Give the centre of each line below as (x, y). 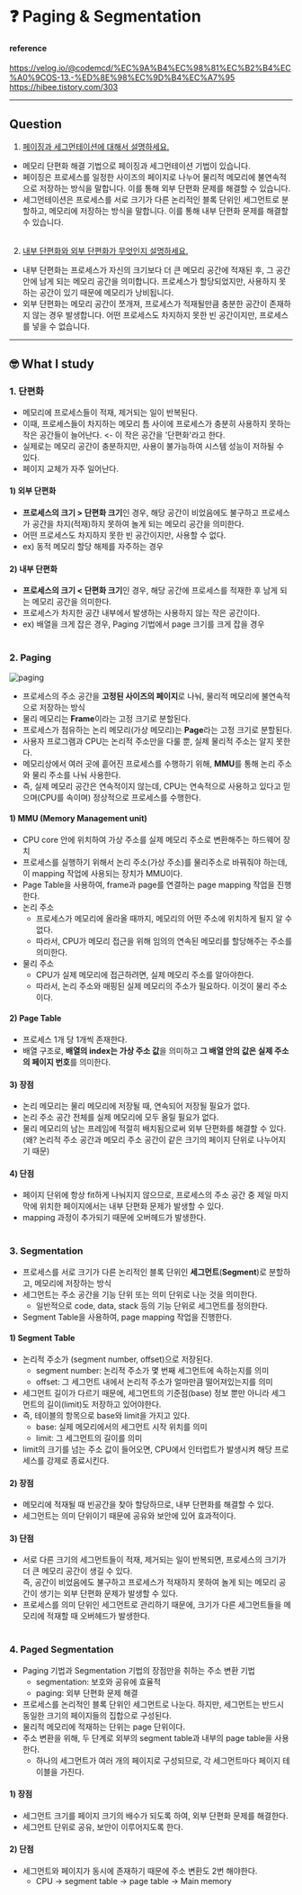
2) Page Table (36, 1019)
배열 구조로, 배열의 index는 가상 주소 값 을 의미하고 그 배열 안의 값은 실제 (147, 1051)
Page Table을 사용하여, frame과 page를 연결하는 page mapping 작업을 (149, 884)
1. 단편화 (27, 391)
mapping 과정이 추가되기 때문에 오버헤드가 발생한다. (114, 1218)
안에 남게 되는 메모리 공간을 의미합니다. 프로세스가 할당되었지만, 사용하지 (149, 281)
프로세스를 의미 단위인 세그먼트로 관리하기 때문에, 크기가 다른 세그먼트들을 (152, 1605)
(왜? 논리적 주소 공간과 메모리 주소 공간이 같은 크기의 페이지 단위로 (138, 1140)
